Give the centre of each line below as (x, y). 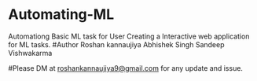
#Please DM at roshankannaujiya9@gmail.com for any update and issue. (126, 68)
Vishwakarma (30, 53)
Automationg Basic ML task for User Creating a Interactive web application (129, 36)
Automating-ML (61, 15)
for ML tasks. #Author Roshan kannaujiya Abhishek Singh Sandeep (117, 44)
